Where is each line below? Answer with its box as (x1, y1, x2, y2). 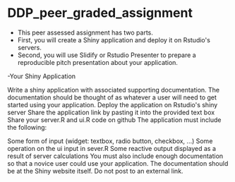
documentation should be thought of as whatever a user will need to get (7, 93, 217, 102)
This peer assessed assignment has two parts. (17, 28, 154, 37)
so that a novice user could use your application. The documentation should (7, 159, 229, 167)
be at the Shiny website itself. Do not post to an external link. (7, 166, 183, 175)
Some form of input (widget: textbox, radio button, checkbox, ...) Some (7, 136, 213, 145)
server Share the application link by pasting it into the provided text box (7, 108, 215, 116)
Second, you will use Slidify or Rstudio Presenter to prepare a (17, 51, 196, 59)
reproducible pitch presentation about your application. (17, 58, 179, 66)
